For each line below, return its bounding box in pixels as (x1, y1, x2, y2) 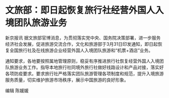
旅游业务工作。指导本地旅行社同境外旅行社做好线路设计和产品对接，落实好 (9, 64, 164, 70)
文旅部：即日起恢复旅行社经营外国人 (5, 5, 155, 16)
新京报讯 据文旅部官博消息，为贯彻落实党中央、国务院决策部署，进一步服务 (5, 35, 161, 41)
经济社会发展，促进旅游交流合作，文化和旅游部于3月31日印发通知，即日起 (5, 41, 158, 47)
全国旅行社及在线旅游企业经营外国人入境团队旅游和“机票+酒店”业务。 (9, 47, 153, 53)
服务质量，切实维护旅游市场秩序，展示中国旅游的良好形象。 (5, 76, 129, 83)
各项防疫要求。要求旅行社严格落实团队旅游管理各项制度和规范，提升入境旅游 (5, 70, 164, 76)
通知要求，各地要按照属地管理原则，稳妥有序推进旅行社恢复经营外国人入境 (5, 58, 159, 64)
